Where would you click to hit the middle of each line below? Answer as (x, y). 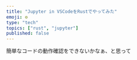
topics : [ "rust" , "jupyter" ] (42, 28)
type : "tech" (22, 22)
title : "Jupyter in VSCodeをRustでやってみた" (62, 11)
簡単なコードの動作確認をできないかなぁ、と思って (69, 51)
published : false (28, 34)
